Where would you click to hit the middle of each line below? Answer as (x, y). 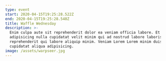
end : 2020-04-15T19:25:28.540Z (37, 19)
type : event (17, 10)
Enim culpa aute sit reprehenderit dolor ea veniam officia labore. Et (85, 32)
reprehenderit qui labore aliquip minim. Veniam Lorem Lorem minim (81, 42)
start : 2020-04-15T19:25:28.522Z (40, 14)
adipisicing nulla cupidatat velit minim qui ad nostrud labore (77, 37)
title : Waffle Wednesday (31, 23)
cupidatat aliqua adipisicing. (42, 46)
